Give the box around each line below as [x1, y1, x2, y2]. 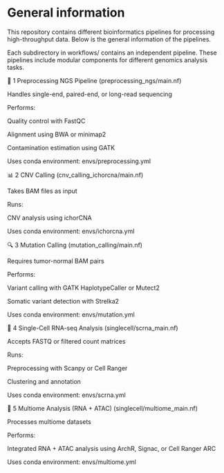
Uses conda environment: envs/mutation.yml [7, 310, 135, 319]
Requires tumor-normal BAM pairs [7, 257, 105, 265]
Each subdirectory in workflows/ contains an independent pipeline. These [7, 48, 218, 57]
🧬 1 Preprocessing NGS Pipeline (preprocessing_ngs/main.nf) [7, 76, 182, 84]
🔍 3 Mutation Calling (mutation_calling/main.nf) [7, 241, 143, 249]
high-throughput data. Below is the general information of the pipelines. [7, 35, 212, 43]
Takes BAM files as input [7, 187, 77, 195]
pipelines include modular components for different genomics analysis [7, 55, 208, 64]
